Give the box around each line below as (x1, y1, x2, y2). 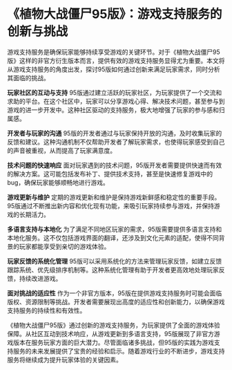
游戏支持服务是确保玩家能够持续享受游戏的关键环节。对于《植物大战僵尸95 (7, 48, 220, 56)
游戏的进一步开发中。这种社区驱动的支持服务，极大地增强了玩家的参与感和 (7, 105, 219, 114)
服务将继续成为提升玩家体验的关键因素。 (7, 355, 122, 364)
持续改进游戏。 (19, 274, 62, 282)
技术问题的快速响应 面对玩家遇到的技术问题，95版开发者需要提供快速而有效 (7, 160, 222, 169)
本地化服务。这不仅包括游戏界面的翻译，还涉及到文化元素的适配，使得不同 (7, 233, 219, 242)
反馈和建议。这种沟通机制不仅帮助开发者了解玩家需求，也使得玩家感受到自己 (7, 138, 225, 146)
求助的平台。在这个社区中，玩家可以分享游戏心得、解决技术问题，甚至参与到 (7, 97, 225, 105)
